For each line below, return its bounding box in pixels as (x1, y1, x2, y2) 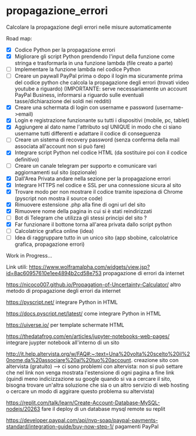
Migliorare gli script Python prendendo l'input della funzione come (14, 53, 175, 60)
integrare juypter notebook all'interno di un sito (6, 339, 120, 346)
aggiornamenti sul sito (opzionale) (14, 168, 97, 175)
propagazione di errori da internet (102, 270, 185, 277)
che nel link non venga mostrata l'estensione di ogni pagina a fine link (6, 369, 175, 376)
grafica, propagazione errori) (14, 241, 85, 248)
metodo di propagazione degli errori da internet (6, 288, 121, 295)
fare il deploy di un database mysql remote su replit (41, 405, 165, 413)
